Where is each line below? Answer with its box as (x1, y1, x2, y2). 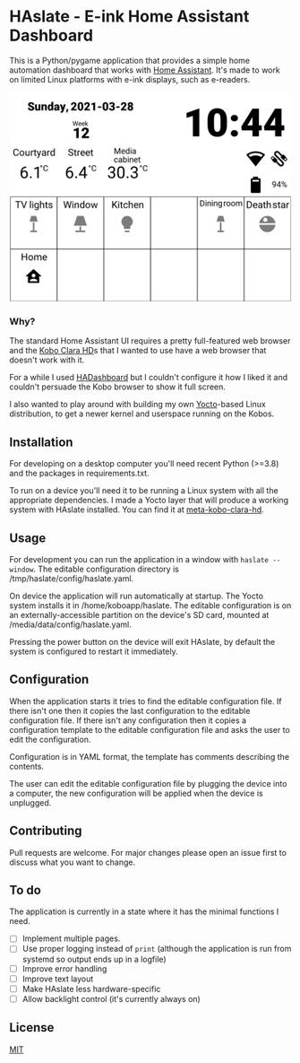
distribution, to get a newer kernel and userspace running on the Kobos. (9, 408, 275, 419)
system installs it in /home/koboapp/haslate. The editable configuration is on (9, 599, 292, 611)
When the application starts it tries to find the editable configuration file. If (9, 695, 282, 706)
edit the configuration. (9, 734, 91, 745)
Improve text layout (21, 973, 94, 984)
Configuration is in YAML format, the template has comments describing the (9, 751, 289, 762)
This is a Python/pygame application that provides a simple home (9, 55, 251, 65)
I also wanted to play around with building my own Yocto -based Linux (9, 399, 266, 410)
